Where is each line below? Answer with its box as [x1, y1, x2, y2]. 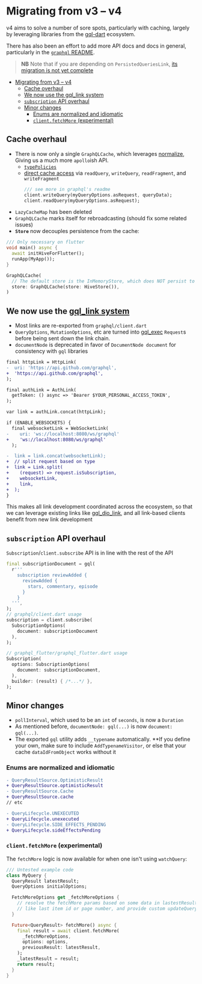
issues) [14, 221, 33, 228]
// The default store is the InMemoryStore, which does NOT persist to [11, 278, 195, 284]
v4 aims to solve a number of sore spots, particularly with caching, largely [6, 24, 190, 31]
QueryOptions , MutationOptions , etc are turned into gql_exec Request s [14, 328, 186, 335]
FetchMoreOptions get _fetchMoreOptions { [11, 894, 120, 901]
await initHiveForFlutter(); [11, 251, 85, 257]
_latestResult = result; [17, 956, 79, 962]
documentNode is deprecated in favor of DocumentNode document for [14, 341, 176, 349]
